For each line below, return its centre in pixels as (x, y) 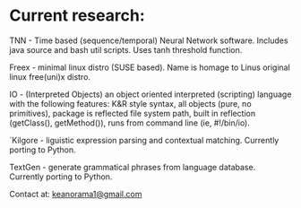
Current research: (77, 16)
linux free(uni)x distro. (50, 76)
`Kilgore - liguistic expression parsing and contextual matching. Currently (144, 140)
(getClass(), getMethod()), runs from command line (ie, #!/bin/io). (130, 123)
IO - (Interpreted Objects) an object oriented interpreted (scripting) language (150, 94)
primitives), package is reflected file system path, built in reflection (133, 113)
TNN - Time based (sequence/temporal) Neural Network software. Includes (149, 40)
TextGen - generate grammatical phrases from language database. (133, 167)
